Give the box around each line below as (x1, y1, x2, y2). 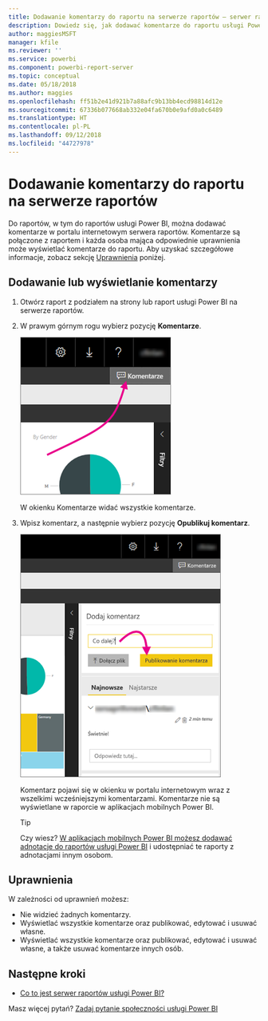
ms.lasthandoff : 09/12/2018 (8, 131, 102, 139)
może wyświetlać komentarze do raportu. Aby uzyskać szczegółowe (8, 244, 234, 254)
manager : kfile (8, 38, 59, 46)
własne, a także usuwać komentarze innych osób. (19, 944, 184, 954)
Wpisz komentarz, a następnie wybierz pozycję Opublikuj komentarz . (19, 518, 250, 527)
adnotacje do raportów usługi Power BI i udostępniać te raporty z (19, 841, 235, 851)
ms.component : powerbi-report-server (8, 64, 134, 72)
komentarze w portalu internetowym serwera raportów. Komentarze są (8, 226, 241, 236)
